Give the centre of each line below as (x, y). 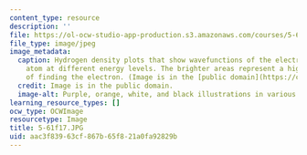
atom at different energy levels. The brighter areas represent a (155, 69)
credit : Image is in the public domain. (95, 86)
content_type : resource (55, 18)
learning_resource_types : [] (65, 103)
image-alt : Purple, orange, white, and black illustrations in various (157, 94)
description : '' (40, 26)
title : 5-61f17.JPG (47, 129)
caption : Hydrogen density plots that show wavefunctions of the (145, 60)
